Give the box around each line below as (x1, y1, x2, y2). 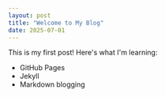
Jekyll (19, 72, 39, 81)
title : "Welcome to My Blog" (8, 19, 104, 27)
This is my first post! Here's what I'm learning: (8, 48, 158, 58)
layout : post (8, 11, 51, 20)
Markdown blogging (19, 80, 85, 89)
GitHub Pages (19, 63, 66, 73)
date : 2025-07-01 (8, 26, 66, 34)
